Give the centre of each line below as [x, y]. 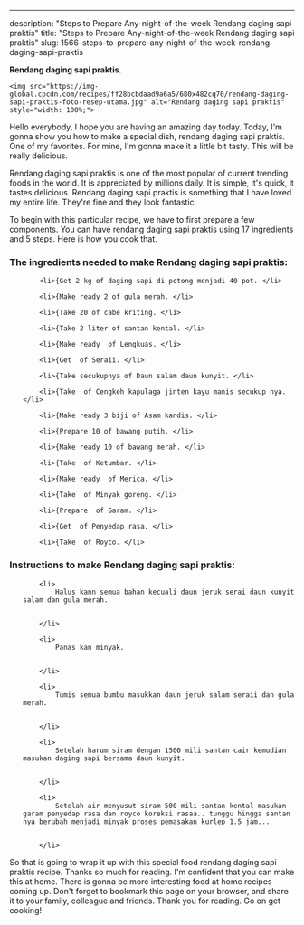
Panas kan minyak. [90, 647]
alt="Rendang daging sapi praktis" [218, 102]
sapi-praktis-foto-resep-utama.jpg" [78, 102]
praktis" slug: [34, 43]
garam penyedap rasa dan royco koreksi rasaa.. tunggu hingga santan [157, 814]
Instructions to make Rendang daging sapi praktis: [122, 565]
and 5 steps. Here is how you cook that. [83, 239]
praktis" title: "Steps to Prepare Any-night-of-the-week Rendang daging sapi [152, 33]
